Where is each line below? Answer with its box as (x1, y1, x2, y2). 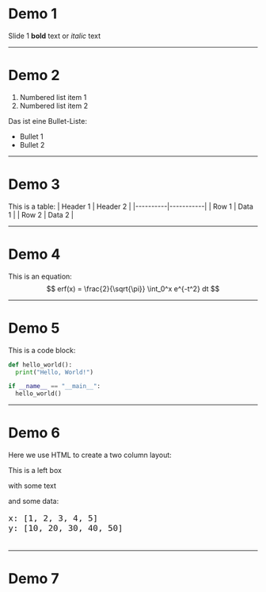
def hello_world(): (8, 360, 73, 369)
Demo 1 (8, 5, 58, 23)
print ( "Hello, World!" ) (15, 368, 93, 376)
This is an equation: (8, 271, 73, 281)
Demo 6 (8, 424, 61, 442)
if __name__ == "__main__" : (8, 382, 101, 390)
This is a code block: (8, 345, 76, 355)
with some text (8, 481, 57, 490)
